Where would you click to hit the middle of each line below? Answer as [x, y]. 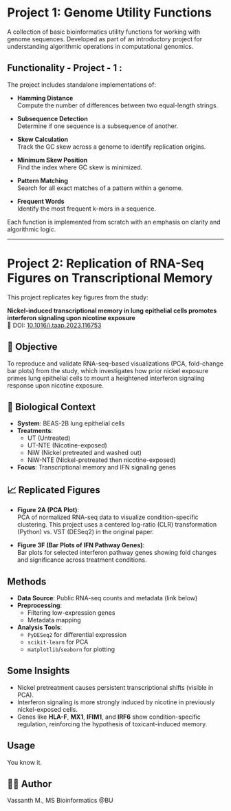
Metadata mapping [54, 620]
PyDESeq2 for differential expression [77, 634]
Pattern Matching [43, 180]
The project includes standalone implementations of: [82, 85]
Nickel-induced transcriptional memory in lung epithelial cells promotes [112, 310]
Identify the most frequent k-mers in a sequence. [87, 209]
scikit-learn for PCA [58, 642]
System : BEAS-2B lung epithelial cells [71, 423]
